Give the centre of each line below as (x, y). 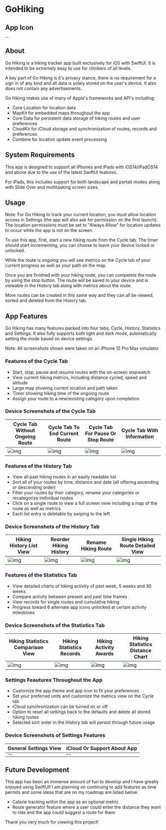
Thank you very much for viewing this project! (52, 822)
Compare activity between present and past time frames (70, 597)
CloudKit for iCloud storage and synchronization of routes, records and (84, 129)
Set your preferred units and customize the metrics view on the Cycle (83, 696)
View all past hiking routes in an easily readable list (64, 477)
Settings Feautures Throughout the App (54, 680)
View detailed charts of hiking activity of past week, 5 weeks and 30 (82, 586)
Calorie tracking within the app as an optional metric (65, 802)
